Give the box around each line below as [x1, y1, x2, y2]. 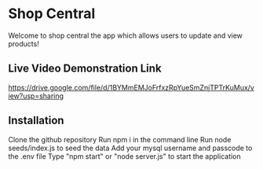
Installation [8, 114, 64, 127]
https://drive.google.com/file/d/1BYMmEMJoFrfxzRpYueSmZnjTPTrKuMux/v [8, 83, 255, 92]
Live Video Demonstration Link [8, 62, 163, 75]
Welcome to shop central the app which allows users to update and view [8, 31, 243, 40]
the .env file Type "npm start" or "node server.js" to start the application [8, 151, 241, 161]
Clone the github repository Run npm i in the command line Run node [8, 134, 232, 144]
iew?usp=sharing [8, 91, 64, 101]
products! [8, 39, 39, 48]
